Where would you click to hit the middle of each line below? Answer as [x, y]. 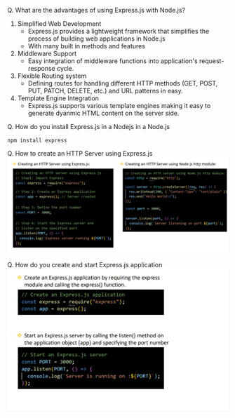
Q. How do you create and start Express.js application [85, 265]
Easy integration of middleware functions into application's [113, 61]
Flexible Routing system [52, 76]
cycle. [65, 68]
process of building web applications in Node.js [97, 39]
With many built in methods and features [87, 46]
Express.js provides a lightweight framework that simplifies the [119, 31]
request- [211, 61]
